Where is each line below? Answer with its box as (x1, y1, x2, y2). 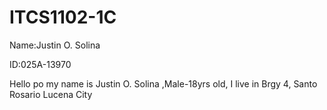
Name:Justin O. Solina (9, 39, 101, 51)
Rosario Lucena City (9, 88, 93, 100)
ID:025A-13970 (9, 58, 72, 70)
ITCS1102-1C (9, 6, 117, 29)
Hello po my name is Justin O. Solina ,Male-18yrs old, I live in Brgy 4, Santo (9, 77, 318, 90)
